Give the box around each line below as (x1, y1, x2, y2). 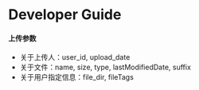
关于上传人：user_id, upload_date (19, 53, 131, 62)
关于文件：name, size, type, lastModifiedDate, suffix (19, 62, 191, 72)
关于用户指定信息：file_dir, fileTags (19, 72, 134, 82)
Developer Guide (8, 6, 122, 24)
